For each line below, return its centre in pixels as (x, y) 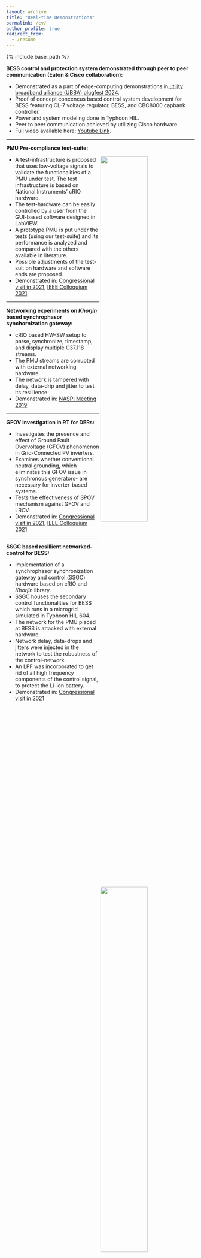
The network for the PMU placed (55, 622)
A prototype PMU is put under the (57, 230)
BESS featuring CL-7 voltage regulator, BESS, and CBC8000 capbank (100, 105)
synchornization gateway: (39, 323)
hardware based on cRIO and (51, 584)
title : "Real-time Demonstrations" (51, 17)
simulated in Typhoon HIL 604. (53, 616)
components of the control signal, (57, 679)
